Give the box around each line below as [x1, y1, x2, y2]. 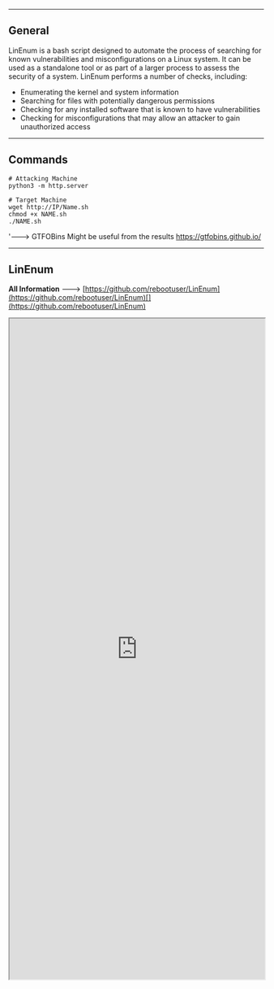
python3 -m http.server [8, 181, 89, 190]
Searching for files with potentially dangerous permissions [19, 95, 215, 106]
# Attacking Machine [8, 174, 79, 183]
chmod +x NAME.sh [8, 210, 67, 218]
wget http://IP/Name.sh [8, 203, 89, 211]
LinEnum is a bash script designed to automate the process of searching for [8, 46, 262, 55]
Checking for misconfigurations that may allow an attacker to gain [19, 113, 241, 123]
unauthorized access [19, 121, 91, 131]
